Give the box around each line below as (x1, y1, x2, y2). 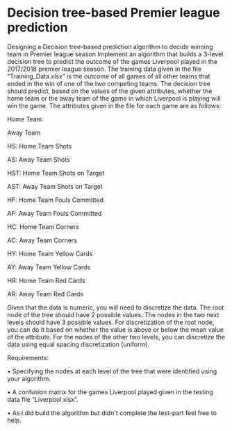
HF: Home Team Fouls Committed (7, 196, 104, 204)
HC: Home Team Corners (7, 222, 80, 230)
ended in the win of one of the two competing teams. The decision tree (7, 79, 210, 87)
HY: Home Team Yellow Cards (7, 249, 93, 257)
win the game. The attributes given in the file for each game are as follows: (7, 101, 222, 110)
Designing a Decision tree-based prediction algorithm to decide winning (7, 42, 213, 51)
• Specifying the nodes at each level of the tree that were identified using (7, 366, 217, 375)
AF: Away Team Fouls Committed (7, 209, 102, 217)
